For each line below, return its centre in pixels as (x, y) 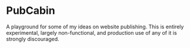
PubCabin (31, 11)
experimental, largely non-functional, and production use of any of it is (92, 32)
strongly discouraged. (33, 39)
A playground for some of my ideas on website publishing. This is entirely (95, 27)
